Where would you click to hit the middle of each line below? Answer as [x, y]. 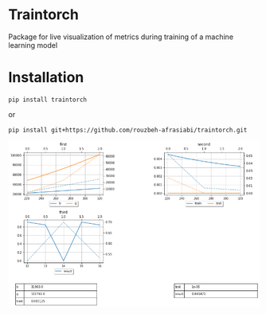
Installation [46, 78]
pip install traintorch [48, 100]
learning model [33, 45]
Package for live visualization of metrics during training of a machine [121, 37]
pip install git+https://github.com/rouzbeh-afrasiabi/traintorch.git [128, 130]
